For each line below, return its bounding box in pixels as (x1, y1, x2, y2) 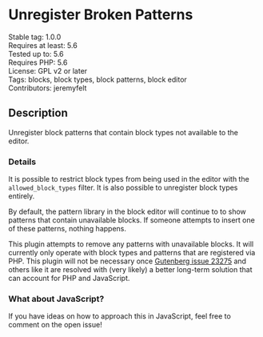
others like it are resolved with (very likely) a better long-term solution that (8, 265, 253, 275)
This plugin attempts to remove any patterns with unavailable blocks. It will (8, 239, 254, 249)
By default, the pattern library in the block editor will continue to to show (8, 207, 246, 217)
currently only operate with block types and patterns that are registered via (8, 248, 256, 258)
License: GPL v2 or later (8, 66, 88, 75)
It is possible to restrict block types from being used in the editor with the (8, 175, 249, 184)
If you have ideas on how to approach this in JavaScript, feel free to (8, 311, 232, 321)
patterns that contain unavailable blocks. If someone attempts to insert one (8, 215, 256, 225)
